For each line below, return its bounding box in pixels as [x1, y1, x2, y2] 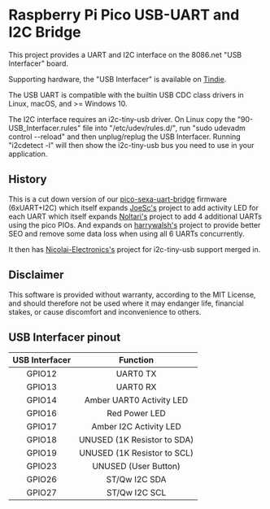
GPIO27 [26, 487, 57, 498]
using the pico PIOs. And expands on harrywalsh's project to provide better [8, 220, 261, 229]
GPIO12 [26, 368, 57, 380]
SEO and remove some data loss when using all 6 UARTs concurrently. [8, 228, 246, 238]
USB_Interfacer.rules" [8, 123, 81, 133]
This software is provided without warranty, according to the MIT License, [8, 289, 256, 299]
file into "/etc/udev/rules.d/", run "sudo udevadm [82, 123, 246, 133]
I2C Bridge [8, 23, 81, 41]
